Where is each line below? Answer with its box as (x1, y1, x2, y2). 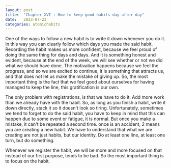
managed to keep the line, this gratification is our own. (5, 85, 120, 91)
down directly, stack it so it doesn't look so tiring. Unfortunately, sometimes (5, 105, 164, 111)
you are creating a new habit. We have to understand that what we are (5, 127, 153, 133)
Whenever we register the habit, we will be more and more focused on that (5, 147, 162, 153)
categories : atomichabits (5, 21, 60, 27)
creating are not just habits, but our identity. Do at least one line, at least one (5, 132, 165, 138)
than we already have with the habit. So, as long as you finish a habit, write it (5, 100, 166, 106)
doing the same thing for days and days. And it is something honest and (5, 52, 156, 58)
